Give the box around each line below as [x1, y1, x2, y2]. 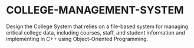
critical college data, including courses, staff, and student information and [6, 29, 185, 36]
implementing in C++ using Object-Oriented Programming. [6, 35, 149, 42]
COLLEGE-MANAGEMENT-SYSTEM [6, 4, 184, 17]
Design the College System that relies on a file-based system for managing [6, 23, 189, 30]
